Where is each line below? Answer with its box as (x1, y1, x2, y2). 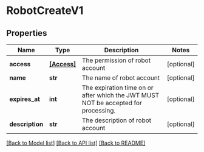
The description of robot (81, 116, 152, 125)
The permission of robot (81, 56, 151, 64)
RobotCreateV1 (6, 4, 84, 18)
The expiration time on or (81, 83, 154, 92)
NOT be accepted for (81, 98, 143, 107)
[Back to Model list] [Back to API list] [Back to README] (6, 139, 146, 147)
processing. (81, 106, 116, 114)
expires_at (9, 95, 41, 103)
